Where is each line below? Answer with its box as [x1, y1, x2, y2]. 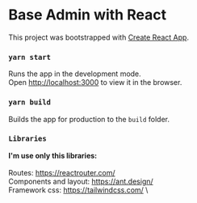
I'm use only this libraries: [8, 150, 98, 160]
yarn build [8, 98, 51, 107]
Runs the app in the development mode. [8, 69, 141, 78]
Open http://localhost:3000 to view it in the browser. [8, 78, 182, 87]
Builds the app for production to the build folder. [8, 114, 170, 124]
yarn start [8, 53, 51, 61]
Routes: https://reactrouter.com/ [8, 167, 115, 177]
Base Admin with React [8, 6, 167, 24]
